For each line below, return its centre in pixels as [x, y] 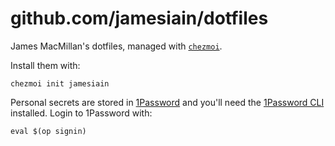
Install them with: [45, 65]
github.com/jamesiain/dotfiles [139, 18]
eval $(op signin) [48, 131]
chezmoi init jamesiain [60, 83]
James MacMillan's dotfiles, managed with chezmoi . [116, 46]
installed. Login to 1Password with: [81, 113]
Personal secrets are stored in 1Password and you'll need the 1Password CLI [167, 102]
